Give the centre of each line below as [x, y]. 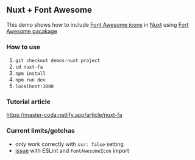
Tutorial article [28, 102]
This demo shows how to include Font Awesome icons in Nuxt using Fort [97, 24]
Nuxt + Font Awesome [49, 10]
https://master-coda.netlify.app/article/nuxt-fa [64, 115]
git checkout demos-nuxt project [58, 61]
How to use [23, 47]
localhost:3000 [34, 87]
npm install [30, 74]
